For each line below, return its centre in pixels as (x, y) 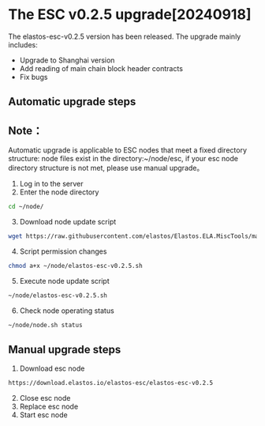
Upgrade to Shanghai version (67, 60)
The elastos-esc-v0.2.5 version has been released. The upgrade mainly (125, 36)
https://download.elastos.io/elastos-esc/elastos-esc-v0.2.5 (111, 383)
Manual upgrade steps (65, 349)
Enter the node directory (59, 192)
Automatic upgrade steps (72, 102)
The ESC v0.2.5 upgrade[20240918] (130, 15)
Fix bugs (34, 77)
